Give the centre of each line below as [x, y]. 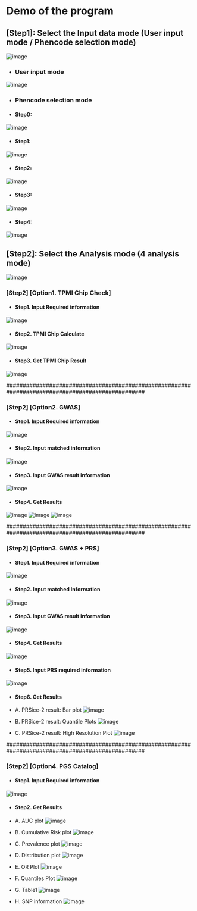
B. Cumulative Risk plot [43, 832]
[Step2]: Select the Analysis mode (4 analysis [93, 254]
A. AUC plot [29, 821]
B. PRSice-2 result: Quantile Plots [56, 722]
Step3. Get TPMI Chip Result [51, 361]
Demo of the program [60, 11]
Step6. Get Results [38, 697]
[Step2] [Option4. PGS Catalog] [52, 766]
